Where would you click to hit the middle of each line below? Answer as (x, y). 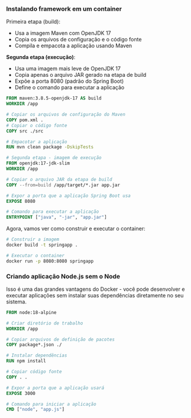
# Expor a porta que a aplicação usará (55, 388)
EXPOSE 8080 (21, 201)
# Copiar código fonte (34, 372)
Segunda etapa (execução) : (41, 57)
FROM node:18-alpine (32, 312)
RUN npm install (26, 361)
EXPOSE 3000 (21, 393)
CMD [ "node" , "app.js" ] (35, 410)
